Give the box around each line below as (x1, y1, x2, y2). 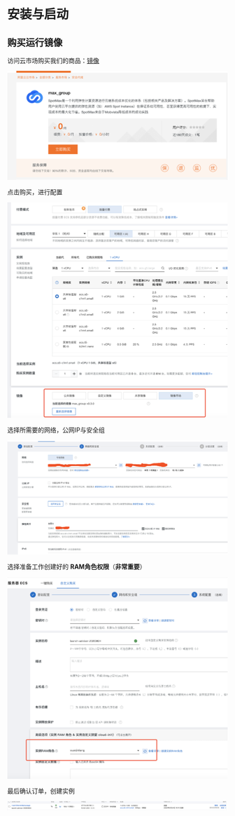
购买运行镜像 (7, 36, 63, 48)
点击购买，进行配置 (7, 187, 63, 196)
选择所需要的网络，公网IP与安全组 (7, 426, 105, 435)
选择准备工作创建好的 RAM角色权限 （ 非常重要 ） (7, 562, 146, 571)
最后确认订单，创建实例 (7, 787, 75, 796)
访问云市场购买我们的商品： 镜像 (7, 57, 99, 64)
